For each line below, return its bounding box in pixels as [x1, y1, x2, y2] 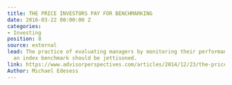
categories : [7, 23, 41, 29]
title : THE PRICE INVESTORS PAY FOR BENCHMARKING [7, 10, 153, 17]
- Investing [7, 29, 41, 36]
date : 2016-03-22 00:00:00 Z [7, 16, 91, 23]
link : [7, 61, 23, 68]
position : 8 [7, 36, 41, 42]
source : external [7, 42, 57, 49]
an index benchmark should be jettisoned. [13, 55, 137, 62]
